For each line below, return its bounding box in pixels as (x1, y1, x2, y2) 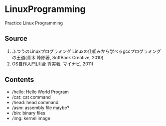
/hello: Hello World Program (11, 89, 69, 95)
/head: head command (11, 99, 59, 105)
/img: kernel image (11, 115, 51, 121)
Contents (4, 76, 34, 84)
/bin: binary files (11, 110, 45, 116)
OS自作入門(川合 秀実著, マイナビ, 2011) (11, 61, 94, 67)
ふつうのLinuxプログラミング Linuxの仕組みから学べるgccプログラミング (11, 48, 162, 54)
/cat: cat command (11, 94, 51, 100)
